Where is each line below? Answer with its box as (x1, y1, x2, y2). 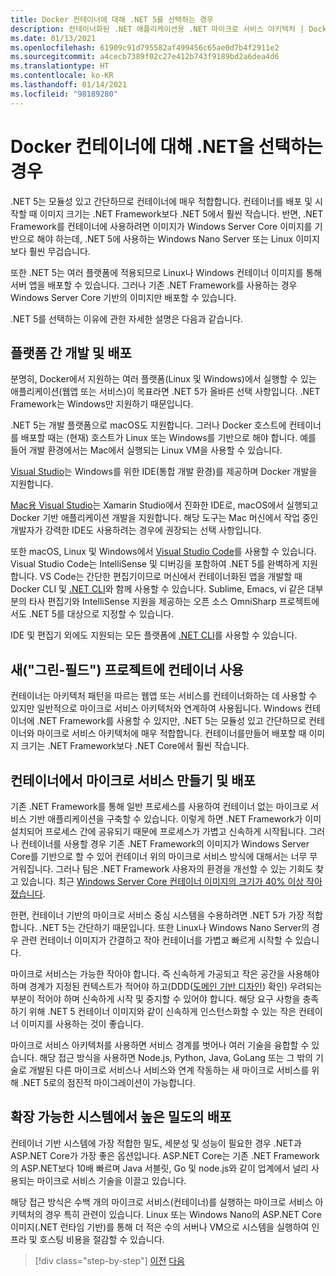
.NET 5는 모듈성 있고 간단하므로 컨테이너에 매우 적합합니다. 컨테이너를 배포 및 (10, 195, 313, 207)
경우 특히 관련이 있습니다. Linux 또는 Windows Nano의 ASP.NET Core (44, 1208, 322, 1220)
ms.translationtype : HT (10, 61, 110, 71)
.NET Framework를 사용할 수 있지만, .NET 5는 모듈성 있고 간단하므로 (36, 715, 307, 727)
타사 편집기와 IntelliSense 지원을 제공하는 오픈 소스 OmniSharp (28, 596, 277, 608)
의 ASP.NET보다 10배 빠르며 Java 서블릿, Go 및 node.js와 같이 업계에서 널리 (10, 1162, 309, 1174)
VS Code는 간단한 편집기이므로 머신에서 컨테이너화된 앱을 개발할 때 (39, 571, 303, 583)
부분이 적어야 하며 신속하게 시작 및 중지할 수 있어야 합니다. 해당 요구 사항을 (10, 993, 301, 1005)
